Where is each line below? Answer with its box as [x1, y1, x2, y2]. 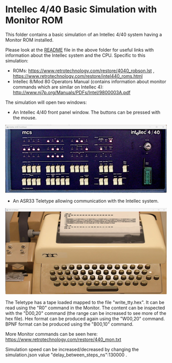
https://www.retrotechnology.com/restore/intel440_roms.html [12, 73, 143, 79]
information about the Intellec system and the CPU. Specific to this [5, 52, 146, 58]
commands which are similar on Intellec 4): [12, 83, 104, 90]
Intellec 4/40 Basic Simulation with [5, 4, 157, 15]
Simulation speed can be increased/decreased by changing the [5, 346, 139, 352]
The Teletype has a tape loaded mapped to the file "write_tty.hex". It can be [5, 299, 165, 305]
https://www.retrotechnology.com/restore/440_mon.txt [5, 336, 121, 343]
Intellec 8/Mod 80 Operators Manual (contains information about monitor [12, 78, 166, 84]
